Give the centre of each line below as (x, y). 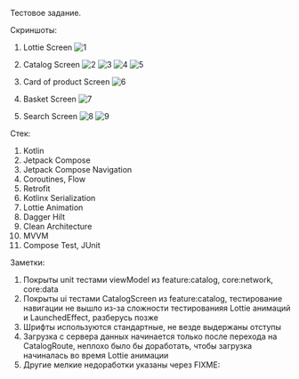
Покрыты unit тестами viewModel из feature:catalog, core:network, (148, 280)
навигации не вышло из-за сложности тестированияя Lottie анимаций (157, 308)
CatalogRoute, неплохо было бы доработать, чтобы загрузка (137, 346)
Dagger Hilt (44, 217)
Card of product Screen (66, 82)
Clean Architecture (57, 226)
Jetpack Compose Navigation (77, 169)
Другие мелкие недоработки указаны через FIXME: (121, 365)
